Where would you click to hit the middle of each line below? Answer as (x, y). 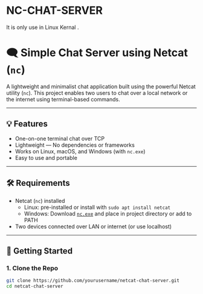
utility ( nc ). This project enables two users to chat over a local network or (97, 93)
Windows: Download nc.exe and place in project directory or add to (108, 213)
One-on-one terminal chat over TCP (60, 138)
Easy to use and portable (46, 158)
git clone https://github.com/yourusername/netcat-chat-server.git (93, 281)
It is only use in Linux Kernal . (43, 27)
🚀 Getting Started (40, 251)
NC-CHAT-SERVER (55, 11)
